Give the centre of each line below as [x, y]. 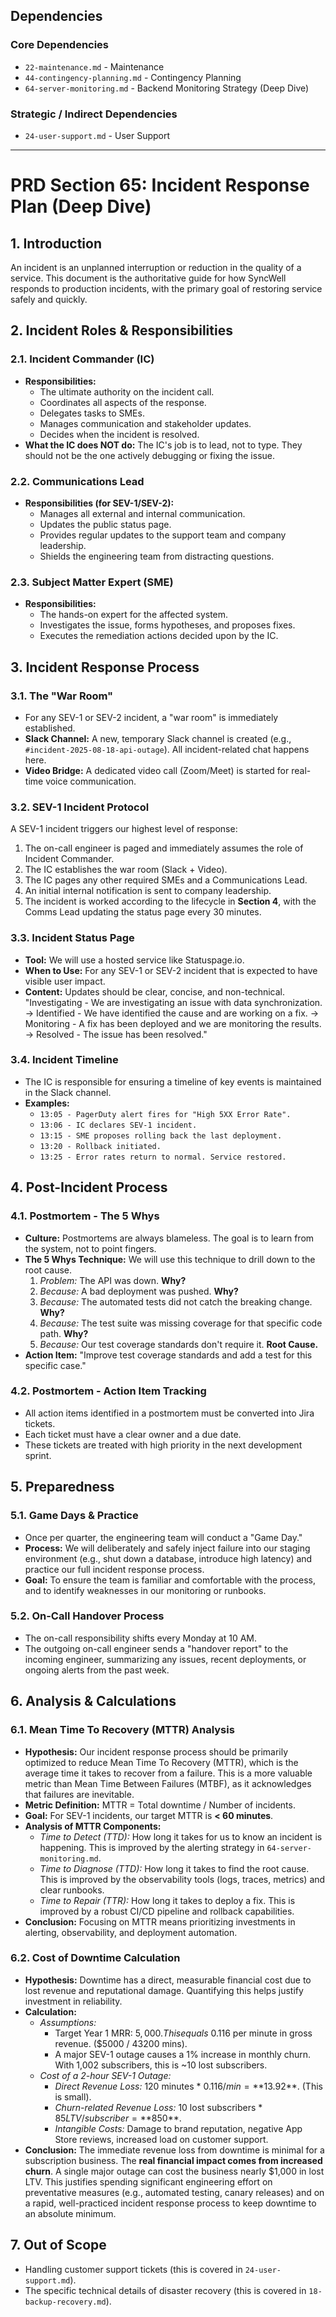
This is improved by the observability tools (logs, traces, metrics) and [182, 1879]
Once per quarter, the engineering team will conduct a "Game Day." [163, 1537]
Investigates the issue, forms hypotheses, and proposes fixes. [167, 625]
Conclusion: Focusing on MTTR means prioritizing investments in [160, 1921]
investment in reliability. [73, 2001]
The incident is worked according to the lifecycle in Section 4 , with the [170, 901]
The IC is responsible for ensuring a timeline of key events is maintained [173, 1081]
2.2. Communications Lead [77, 481]
